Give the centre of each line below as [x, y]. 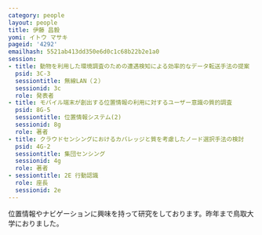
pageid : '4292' [33, 45]
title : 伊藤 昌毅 [34, 30]
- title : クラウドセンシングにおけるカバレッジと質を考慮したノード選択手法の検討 [126, 139]
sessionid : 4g [38, 161]
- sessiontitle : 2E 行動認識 [53, 176]
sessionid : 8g [38, 125]
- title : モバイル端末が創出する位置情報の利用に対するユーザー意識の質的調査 [120, 103]
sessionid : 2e [38, 190]
